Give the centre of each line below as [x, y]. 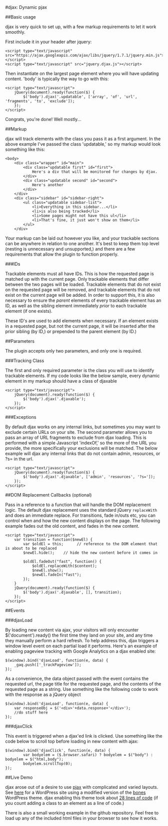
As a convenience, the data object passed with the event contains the [77, 678]
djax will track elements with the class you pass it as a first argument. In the [83, 139]
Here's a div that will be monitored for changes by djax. [94, 172]
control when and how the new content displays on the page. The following [83, 521]
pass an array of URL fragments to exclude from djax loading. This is [76, 437]
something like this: [25, 149]
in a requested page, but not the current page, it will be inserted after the [80, 326]
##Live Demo [19, 777]
